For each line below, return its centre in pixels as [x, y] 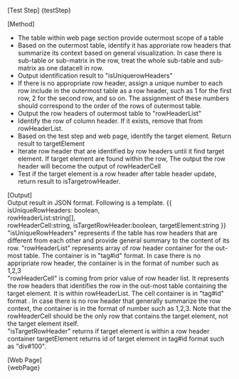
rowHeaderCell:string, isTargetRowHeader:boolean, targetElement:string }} [117, 225]
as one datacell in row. [71, 68]
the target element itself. [43, 324]
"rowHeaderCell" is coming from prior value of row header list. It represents [118, 278]
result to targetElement [51, 144]
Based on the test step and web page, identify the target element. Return [124, 136]
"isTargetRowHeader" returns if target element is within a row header [108, 331]
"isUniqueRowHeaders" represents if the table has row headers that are [112, 233]
